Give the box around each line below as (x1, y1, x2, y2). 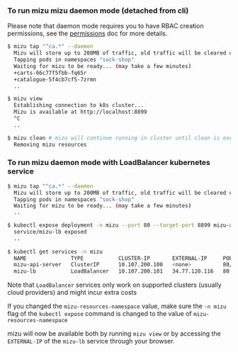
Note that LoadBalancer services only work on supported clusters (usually (7, 280, 222, 289)
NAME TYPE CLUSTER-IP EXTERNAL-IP (13, 254, 208, 262)
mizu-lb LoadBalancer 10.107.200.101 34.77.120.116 (13, 268, 214, 275)
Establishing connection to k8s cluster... (13, 102, 144, 109)
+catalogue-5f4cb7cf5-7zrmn (13, 76, 97, 83)
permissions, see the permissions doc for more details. (7, 29, 168, 38)
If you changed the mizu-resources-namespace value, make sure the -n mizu (7, 302, 227, 310)
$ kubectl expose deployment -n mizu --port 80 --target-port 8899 (7, 222, 211, 229)
